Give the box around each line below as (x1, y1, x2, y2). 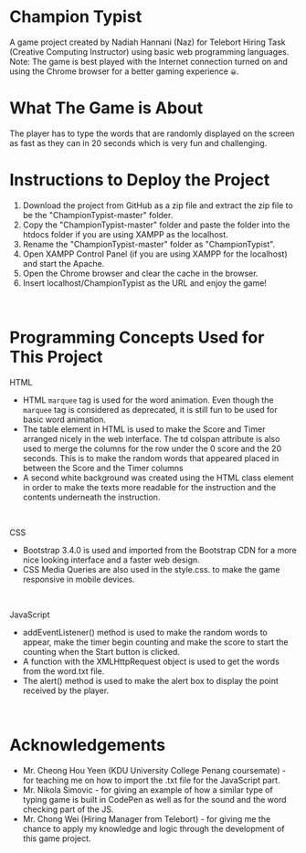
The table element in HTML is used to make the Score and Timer (22, 423, 266, 435)
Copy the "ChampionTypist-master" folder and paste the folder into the (22, 219, 290, 230)
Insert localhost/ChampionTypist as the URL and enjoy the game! (22, 277, 268, 289)
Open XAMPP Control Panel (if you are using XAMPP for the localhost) (22, 248, 288, 259)
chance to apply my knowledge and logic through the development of (22, 823, 285, 834)
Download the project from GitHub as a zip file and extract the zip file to (22, 199, 294, 211)
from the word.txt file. (22, 665, 105, 677)
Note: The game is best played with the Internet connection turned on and (9, 56, 288, 67)
